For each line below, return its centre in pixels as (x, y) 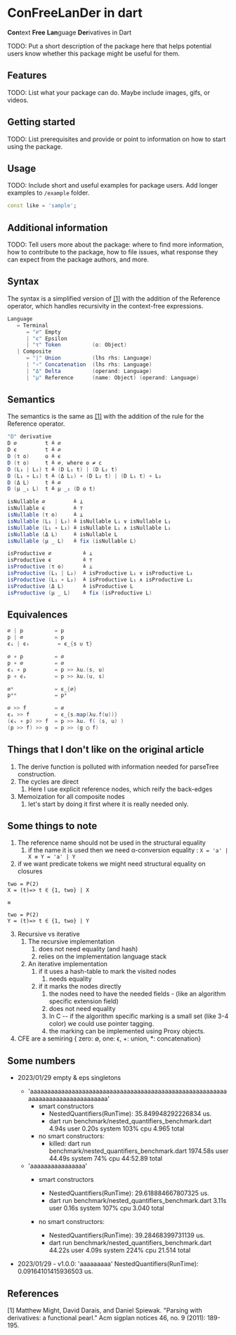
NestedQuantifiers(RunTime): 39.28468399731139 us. (127, 1235)
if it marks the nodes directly (80, 986)
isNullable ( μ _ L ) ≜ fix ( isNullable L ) (72, 541)
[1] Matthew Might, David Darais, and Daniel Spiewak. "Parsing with (105, 1310)
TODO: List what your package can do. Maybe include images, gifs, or (109, 92)
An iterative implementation (67, 964)
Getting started (41, 122)
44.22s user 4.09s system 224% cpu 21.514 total (120, 1250)
